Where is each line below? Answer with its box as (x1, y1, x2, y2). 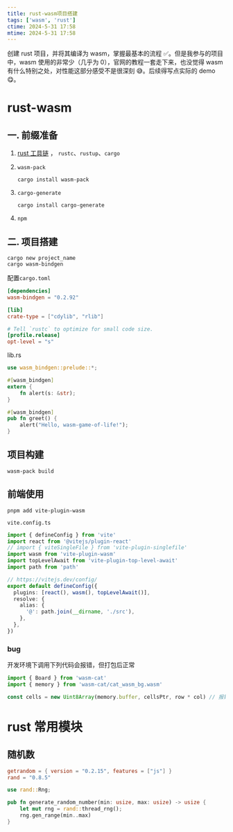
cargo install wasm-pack (17, 176, 89, 184)
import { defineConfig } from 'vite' (7, 531, 116, 538)
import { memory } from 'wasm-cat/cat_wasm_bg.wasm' (7, 681, 163, 688)
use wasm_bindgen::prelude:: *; (7, 365, 98, 372)
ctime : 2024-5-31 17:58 (7, 23, 76, 30)
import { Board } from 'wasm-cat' (7, 675, 107, 682)
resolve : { (13, 596, 45, 603)
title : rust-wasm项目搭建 (7, 10, 78, 17)
